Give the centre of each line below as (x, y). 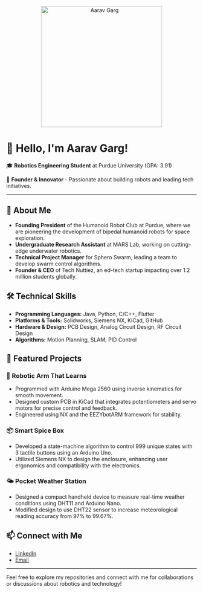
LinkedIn (26, 553)
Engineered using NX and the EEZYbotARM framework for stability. (98, 415)
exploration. (30, 238)
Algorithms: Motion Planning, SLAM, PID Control (76, 339)
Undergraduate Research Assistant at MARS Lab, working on (92, 244)
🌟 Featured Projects (44, 358)
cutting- (181, 244)
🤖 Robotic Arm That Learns (47, 375)
